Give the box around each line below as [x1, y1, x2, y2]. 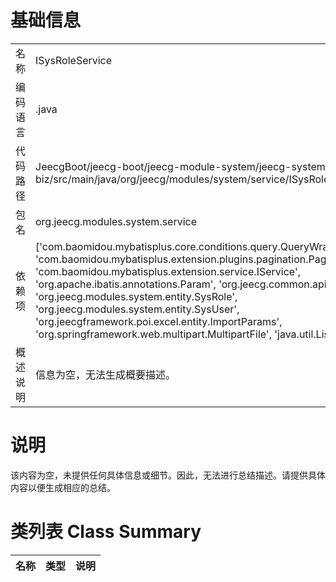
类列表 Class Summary [10, 521, 202, 543]
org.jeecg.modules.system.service [35, 214, 198, 228]
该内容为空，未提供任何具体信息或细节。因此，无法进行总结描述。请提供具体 [10, 469, 326, 481]
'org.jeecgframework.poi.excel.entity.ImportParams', [35, 314, 283, 328]
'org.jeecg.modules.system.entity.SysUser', [35, 302, 240, 316]
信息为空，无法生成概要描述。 [35, 367, 177, 381]
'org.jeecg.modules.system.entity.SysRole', [35, 289, 238, 303]
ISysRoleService [35, 53, 113, 67]
